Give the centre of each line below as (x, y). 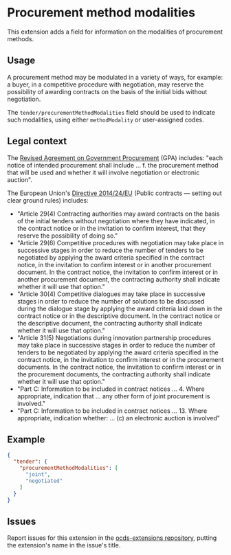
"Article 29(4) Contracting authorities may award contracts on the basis (118, 214)
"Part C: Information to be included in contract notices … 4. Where (111, 389)
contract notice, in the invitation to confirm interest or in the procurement (120, 359)
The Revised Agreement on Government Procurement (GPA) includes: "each (115, 158)
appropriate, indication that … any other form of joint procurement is (113, 396)
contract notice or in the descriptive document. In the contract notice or (119, 316)
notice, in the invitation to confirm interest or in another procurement (114, 264)
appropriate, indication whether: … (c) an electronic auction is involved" (118, 418)
